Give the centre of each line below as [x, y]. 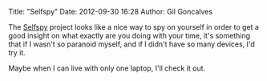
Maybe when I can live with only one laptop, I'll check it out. [107, 68]
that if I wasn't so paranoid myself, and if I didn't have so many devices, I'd [131, 44]
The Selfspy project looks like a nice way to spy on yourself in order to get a [133, 27]
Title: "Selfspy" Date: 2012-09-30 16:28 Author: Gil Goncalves [111, 12]
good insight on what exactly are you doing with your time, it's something [129, 36]
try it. [17, 53]
